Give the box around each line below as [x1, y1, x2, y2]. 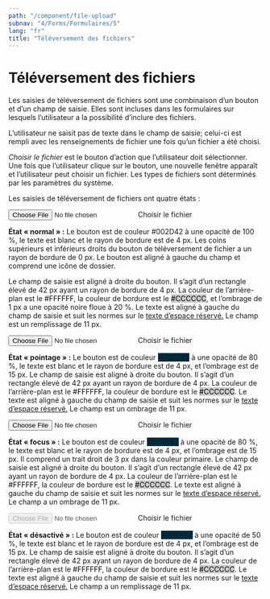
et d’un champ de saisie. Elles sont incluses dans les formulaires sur [8, 104, 235, 114]
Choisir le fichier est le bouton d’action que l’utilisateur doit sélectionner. [8, 152, 248, 162]
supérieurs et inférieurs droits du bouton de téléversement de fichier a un [8, 244, 252, 254]
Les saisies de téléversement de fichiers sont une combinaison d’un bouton [8, 96, 260, 105]
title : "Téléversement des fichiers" [8, 34, 135, 43]
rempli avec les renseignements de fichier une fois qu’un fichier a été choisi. [8, 137, 262, 147]
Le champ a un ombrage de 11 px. [8, 497, 120, 507]
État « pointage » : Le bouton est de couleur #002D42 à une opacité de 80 [8, 353, 258, 362]
